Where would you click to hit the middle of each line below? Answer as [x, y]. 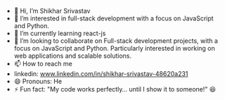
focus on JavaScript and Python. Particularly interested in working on [115, 48]
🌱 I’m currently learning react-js [60, 33]
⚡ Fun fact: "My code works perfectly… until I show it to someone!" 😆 [115, 89]
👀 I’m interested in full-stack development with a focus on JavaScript [114, 18]
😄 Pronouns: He [38, 81]
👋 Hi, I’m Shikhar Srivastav [52, 11]
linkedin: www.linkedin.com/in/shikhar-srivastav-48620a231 [101, 74]
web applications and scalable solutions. [73, 56]
